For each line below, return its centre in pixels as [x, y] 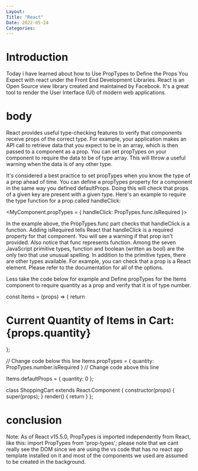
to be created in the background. [46, 462]
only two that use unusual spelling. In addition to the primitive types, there [96, 255]
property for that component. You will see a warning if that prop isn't [90, 236]
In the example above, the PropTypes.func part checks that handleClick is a [98, 224]
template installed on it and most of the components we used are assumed [97, 455]
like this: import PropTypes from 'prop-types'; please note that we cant [92, 443]
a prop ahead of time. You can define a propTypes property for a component [99, 182]
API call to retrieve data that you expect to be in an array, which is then [92, 145]
